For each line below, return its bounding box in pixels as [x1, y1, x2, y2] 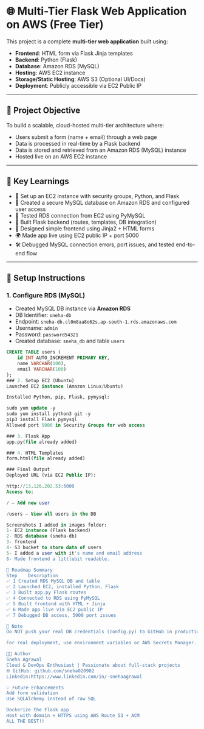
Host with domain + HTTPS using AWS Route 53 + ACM [6, 713, 140, 719]
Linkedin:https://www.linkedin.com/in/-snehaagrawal [6, 674, 143, 680]
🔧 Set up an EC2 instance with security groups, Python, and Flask [15, 192, 180, 199]
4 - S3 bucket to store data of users [6, 544, 102, 550]
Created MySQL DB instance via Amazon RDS [15, 305, 131, 312]
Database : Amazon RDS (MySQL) [15, 62, 100, 69]
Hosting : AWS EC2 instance [15, 69, 86, 76]
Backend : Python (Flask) [15, 56, 78, 63]
